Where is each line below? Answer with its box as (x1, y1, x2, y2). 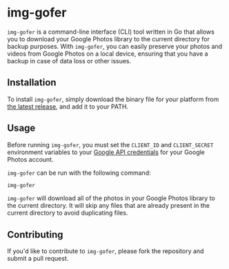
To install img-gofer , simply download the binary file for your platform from (7, 95, 219, 103)
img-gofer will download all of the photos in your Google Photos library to (7, 194, 215, 202)
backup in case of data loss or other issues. (7, 56, 132, 65)
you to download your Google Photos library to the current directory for (7, 34, 210, 43)
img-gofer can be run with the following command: (7, 169, 152, 177)
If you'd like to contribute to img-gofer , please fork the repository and (7, 247, 204, 255)
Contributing (7, 228, 63, 240)
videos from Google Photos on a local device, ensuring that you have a (7, 50, 208, 58)
